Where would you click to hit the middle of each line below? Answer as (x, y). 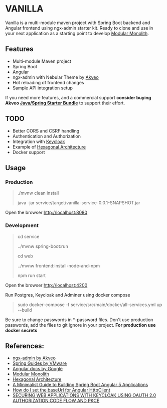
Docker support (29, 152)
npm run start (32, 275)
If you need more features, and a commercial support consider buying (78, 97)
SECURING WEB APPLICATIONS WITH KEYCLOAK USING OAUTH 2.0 (84, 395)
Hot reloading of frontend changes (48, 82)
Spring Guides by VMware (40, 363)
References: (25, 346)
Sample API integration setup (42, 88)
